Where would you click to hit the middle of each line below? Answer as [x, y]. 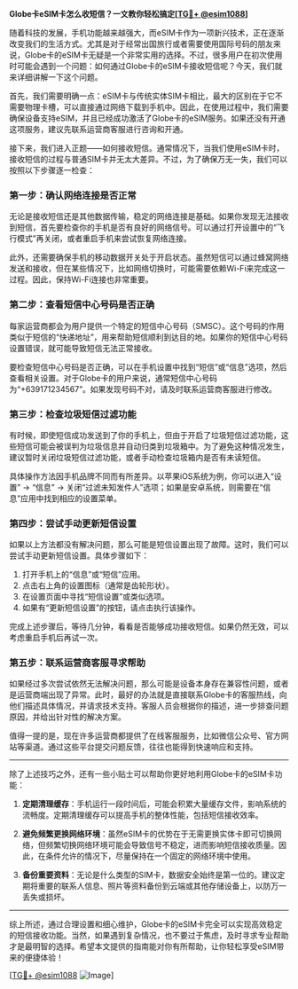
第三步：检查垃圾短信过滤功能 [73, 414]
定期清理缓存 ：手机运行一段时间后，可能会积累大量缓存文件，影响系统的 [154, 804]
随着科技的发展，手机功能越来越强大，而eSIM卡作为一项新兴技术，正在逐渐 [147, 33]
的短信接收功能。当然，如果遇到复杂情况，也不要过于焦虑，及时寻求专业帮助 [149, 936]
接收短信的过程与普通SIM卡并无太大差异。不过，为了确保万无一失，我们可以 [149, 159]
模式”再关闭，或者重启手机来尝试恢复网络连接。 [104, 239]
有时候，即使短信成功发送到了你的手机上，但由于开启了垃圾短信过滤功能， [145, 435]
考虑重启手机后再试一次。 [56, 638]
